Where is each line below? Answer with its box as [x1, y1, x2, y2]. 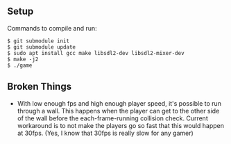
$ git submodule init [7, 38, 70, 45]
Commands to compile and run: [7, 24, 97, 32]
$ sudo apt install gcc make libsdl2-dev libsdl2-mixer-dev [7, 49, 185, 56]
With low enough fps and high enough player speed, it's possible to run [17, 99, 222, 107]
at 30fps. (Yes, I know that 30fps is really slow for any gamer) [17, 129, 194, 137]
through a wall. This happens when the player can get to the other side [17, 106, 220, 115]
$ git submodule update [7, 43, 76, 51]
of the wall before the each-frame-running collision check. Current [17, 114, 208, 122]
